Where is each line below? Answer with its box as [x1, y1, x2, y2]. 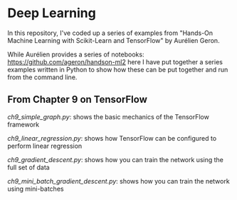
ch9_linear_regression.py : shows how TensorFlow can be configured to [7, 134, 217, 142]
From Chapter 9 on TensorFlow [7, 94, 148, 106]
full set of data [7, 163, 50, 171]
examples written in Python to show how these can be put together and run [7, 65, 228, 74]
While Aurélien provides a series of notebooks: [7, 50, 144, 59]
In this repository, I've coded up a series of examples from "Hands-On [7, 29, 214, 37]
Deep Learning [7, 5, 96, 21]
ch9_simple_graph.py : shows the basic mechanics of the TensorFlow [7, 112, 210, 121]
